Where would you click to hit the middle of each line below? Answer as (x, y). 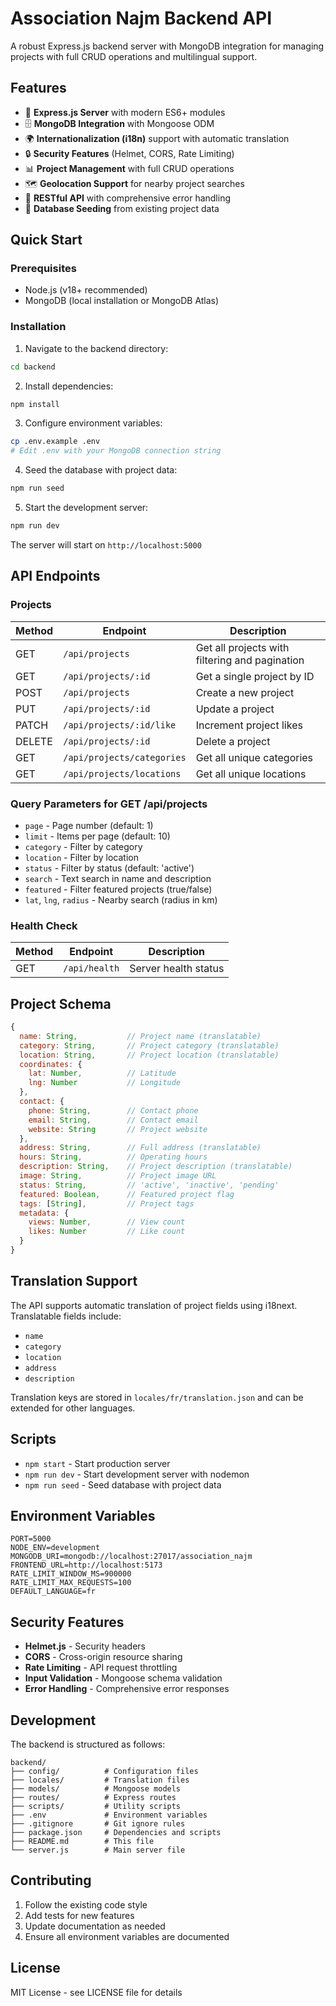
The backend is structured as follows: (88, 1744)
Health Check (44, 925)
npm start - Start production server (97, 1463)
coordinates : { (51, 1064)
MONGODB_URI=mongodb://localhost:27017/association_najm (131, 1557)
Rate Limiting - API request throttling (101, 1668)
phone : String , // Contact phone (113, 1110)
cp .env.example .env (55, 442)
